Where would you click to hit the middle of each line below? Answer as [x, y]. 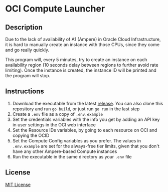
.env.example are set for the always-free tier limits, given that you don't [86, 146]
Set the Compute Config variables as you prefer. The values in [77, 140]
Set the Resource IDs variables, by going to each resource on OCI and [85, 130]
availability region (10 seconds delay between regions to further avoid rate [82, 65]
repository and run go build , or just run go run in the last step [76, 109]
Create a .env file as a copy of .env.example [58, 114]
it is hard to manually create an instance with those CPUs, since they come [82, 45]
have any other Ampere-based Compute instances [65, 151]
